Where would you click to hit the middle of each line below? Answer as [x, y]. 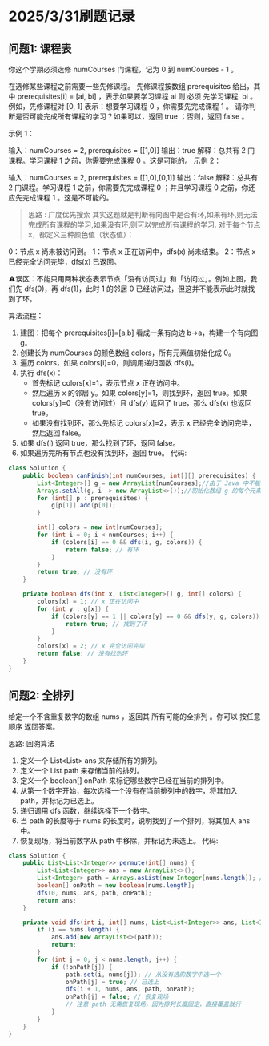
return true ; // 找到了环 [106, 624]
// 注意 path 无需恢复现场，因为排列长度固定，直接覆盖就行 [153, 1004]
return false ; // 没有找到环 [82, 654]
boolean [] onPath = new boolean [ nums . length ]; [116, 886]
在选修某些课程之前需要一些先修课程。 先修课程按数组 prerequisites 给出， [131, 86]
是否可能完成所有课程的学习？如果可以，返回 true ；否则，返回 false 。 [132, 116]
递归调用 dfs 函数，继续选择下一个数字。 [87, 810]
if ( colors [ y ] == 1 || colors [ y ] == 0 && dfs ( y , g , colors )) [155, 616]
